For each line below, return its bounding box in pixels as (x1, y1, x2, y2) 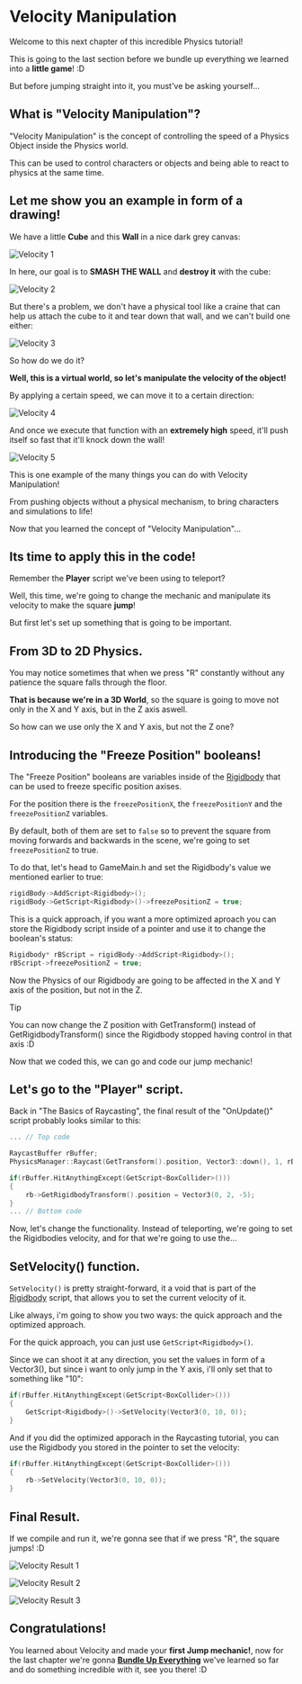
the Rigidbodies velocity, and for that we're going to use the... (9, 1233, 237, 1244)
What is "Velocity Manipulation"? (9, 106, 200, 122)
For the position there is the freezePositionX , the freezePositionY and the (9, 798, 283, 809)
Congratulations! (9, 1621, 107, 1636)
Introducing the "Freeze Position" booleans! (9, 747, 262, 762)
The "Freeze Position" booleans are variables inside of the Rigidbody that (9, 771, 281, 782)
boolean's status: (9, 932, 74, 943)
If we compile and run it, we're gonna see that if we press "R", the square (9, 1533, 280, 1544)
